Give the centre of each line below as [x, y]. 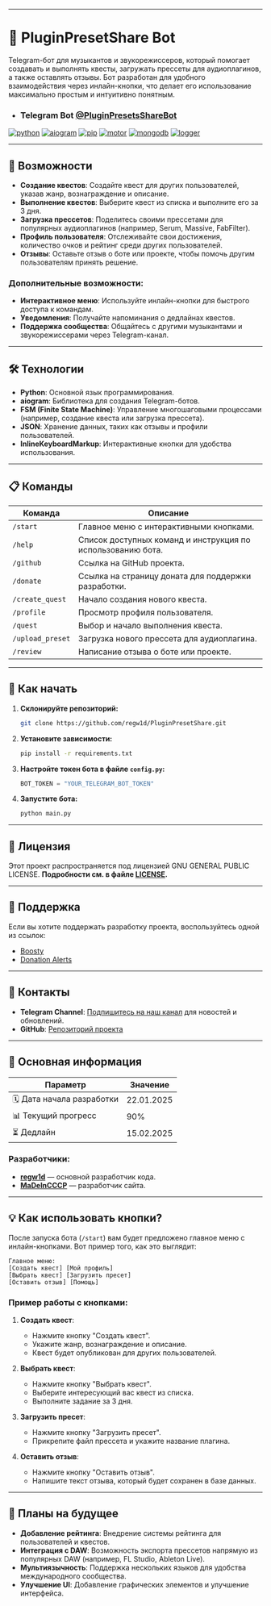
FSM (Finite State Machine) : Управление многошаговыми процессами [141, 410]
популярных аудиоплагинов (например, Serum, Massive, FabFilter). [135, 228]
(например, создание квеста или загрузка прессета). [112, 418]
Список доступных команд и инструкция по [165, 540]
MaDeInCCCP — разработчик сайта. [83, 1185]
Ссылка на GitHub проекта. [131, 563]
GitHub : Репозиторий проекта [71, 1028]
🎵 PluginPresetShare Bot [92, 38]
